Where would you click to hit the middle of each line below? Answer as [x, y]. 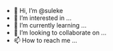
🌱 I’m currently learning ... [50, 25]
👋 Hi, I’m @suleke [38, 11]
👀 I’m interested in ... [42, 18]
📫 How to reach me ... [45, 40]
